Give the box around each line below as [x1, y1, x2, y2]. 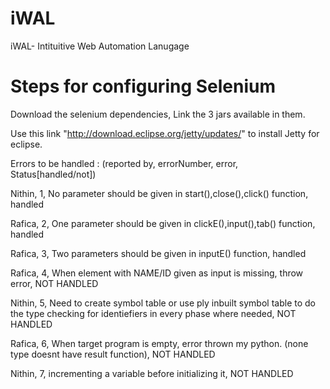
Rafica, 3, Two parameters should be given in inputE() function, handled [10, 247, 307, 259]
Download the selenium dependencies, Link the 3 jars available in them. [10, 108, 306, 120]
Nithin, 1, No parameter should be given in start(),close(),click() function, [10, 187, 309, 199]
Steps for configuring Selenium [10, 75, 277, 98]
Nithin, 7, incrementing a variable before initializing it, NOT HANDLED [10, 367, 294, 379]
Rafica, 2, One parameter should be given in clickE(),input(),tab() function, [10, 217, 316, 229]
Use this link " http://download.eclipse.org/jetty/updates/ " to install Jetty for [10, 127, 320, 139]
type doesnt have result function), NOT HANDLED [10, 348, 216, 360]
